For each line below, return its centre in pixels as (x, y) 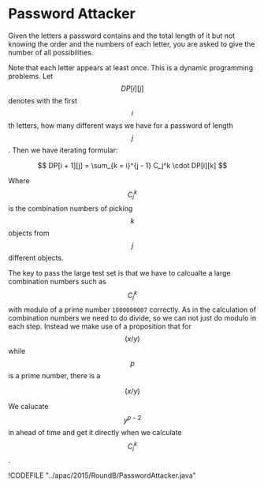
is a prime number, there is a (54, 375)
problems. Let (31, 76)
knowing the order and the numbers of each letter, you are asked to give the (132, 43)
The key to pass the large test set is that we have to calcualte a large (119, 273)
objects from (29, 233)
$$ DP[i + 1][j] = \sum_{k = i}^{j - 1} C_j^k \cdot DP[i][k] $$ (132, 165)
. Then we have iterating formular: (63, 150)
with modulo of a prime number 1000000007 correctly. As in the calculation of (132, 310)
